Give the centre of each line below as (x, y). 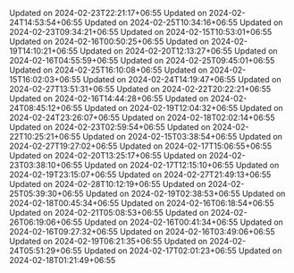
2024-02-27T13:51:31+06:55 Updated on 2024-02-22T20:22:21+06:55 (140, 89)
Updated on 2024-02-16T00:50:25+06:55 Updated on (109, 41)
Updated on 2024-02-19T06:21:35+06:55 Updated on (109, 241)
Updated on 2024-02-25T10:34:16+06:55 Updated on (184, 22)
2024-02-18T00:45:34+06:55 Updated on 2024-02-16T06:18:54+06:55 (142, 203)
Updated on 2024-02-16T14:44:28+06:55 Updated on (109, 98)
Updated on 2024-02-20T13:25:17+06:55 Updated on (108, 155)
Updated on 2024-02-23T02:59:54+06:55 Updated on (110, 127)
